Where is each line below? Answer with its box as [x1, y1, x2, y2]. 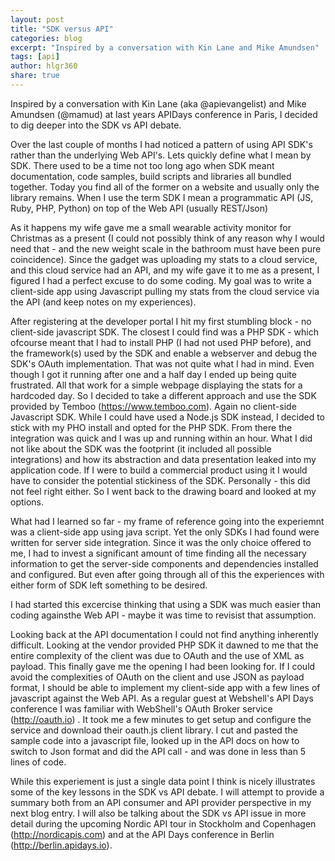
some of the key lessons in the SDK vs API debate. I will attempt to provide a [10, 786, 325, 798]
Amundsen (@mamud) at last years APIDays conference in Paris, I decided [10, 108, 318, 120]
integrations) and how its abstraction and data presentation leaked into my [10, 453, 317, 465]
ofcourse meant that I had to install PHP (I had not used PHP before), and [10, 336, 312, 348]
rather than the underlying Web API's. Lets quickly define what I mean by [10, 149, 312, 161]
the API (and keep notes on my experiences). [10, 296, 197, 308]
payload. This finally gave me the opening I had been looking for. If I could [10, 660, 316, 672]
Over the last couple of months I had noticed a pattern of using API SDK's [10, 138, 313, 150]
